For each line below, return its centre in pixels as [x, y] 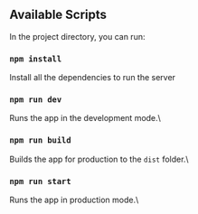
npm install [36, 59]
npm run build [40, 140]
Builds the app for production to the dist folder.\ [99, 159]
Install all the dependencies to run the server [93, 78]
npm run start [40, 181]
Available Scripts [58, 15]
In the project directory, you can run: [77, 36]
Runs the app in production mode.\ [74, 200]
